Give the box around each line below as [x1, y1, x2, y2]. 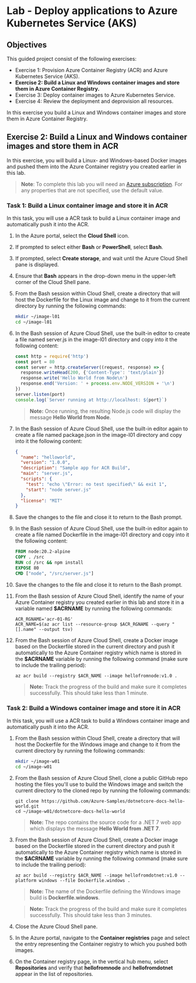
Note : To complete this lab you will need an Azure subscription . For [20, 180, 183, 188]
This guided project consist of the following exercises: [6, 56, 136, 62]
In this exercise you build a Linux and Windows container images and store [6, 109, 186, 116]
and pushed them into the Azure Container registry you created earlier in [6, 163, 181, 170]
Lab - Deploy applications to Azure [6, 4, 178, 18]
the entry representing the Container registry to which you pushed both [15, 940, 187, 947]
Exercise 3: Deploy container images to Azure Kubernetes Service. [15, 92, 176, 98]
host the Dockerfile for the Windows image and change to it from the [15, 741, 180, 748]
